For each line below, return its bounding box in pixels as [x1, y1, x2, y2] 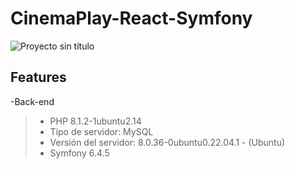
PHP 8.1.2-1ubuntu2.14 [49, 115, 142, 127]
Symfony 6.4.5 [49, 147, 110, 159]
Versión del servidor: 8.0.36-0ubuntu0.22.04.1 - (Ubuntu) [49, 136, 286, 148]
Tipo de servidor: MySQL [49, 125, 154, 137]
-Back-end [10, 95, 55, 107]
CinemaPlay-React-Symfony [10, 7, 253, 30]
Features [10, 69, 67, 86]
